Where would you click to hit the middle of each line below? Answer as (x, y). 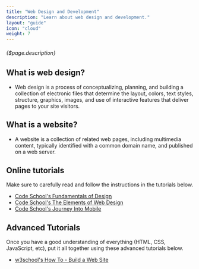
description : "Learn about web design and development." (78, 17)
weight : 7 (18, 34)
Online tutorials (35, 170)
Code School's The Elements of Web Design (69, 202)
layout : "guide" (26, 23)
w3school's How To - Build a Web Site (61, 260)
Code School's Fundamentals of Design (63, 196)
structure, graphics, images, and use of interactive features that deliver (102, 99)
